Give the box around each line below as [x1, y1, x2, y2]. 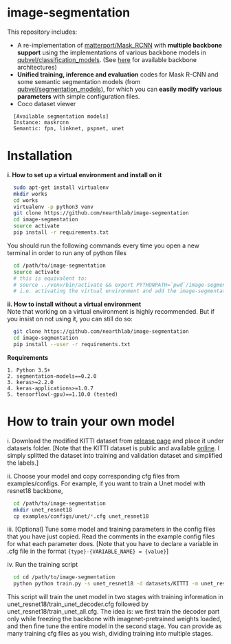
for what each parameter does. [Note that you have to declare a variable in [7, 540, 219, 548]
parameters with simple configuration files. [16, 92, 140, 101]
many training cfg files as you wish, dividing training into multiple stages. [7, 630, 213, 638]
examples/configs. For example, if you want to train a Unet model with [7, 479, 206, 487]
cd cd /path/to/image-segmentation [13, 574, 115, 581]
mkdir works [13, 190, 48, 197]
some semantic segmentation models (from [16, 77, 141, 85]
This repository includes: [7, 28, 78, 36]
